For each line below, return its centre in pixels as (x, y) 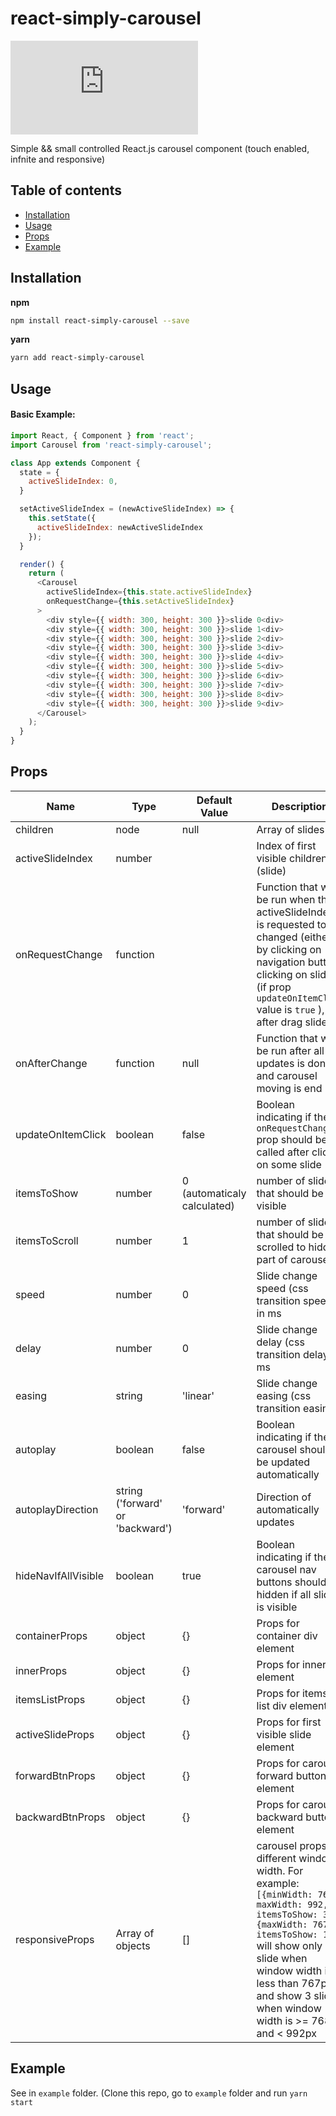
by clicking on (289, 949)
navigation (281, 962)
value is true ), (290, 1009)
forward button (291, 1775)
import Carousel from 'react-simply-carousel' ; (111, 445)
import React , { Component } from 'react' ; (102, 435)
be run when (286, 899)
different (276, 1858)
